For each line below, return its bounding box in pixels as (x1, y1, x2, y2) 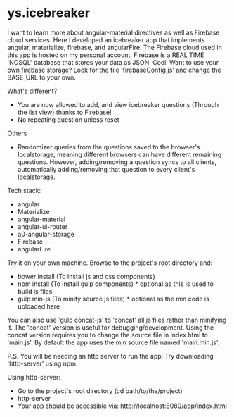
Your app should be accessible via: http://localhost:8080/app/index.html (17, 402, 227, 410)
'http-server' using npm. (7, 359, 78, 368)
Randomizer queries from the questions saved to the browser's (17, 142, 200, 151)
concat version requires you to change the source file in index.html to (7, 330, 209, 339)
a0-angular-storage (17, 230, 75, 238)
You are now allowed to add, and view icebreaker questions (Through (17, 100, 219, 108)
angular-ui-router (17, 222, 68, 230)
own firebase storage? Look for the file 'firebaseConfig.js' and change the (7, 66, 221, 74)
